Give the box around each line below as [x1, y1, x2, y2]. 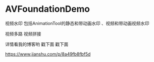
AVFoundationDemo [5, 3, 90, 15]
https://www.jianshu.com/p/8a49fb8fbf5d [5, 51, 91, 57]
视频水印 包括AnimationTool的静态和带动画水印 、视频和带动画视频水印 [5, 20, 150, 26]
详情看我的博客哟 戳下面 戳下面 [5, 41, 68, 47]
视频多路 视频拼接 [5, 31, 41, 36]
